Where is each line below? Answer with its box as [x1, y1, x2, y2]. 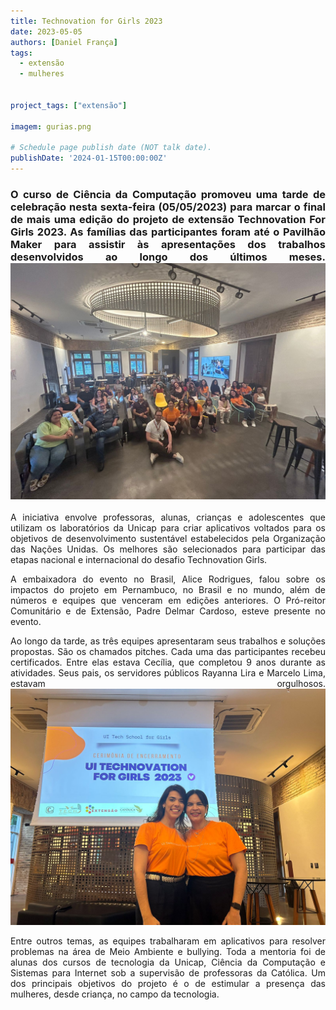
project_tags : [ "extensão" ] [10, 100, 128, 110]
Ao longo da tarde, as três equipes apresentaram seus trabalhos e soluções [10, 635, 326, 647]
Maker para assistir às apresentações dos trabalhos [10, 237, 326, 251]
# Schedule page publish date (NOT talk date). [10, 143, 213, 153]
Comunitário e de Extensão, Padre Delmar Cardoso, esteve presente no [10, 605, 326, 617]
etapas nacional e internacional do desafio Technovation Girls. [10, 554, 268, 566]
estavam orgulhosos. [10, 678, 326, 690]
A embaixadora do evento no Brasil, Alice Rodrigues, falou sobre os [10, 573, 326, 585]
